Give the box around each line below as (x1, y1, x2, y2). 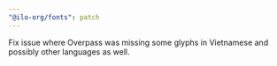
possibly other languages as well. (8, 46, 130, 57)
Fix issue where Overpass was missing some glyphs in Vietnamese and (8, 37, 269, 48)
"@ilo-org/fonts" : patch (8, 12, 100, 22)
